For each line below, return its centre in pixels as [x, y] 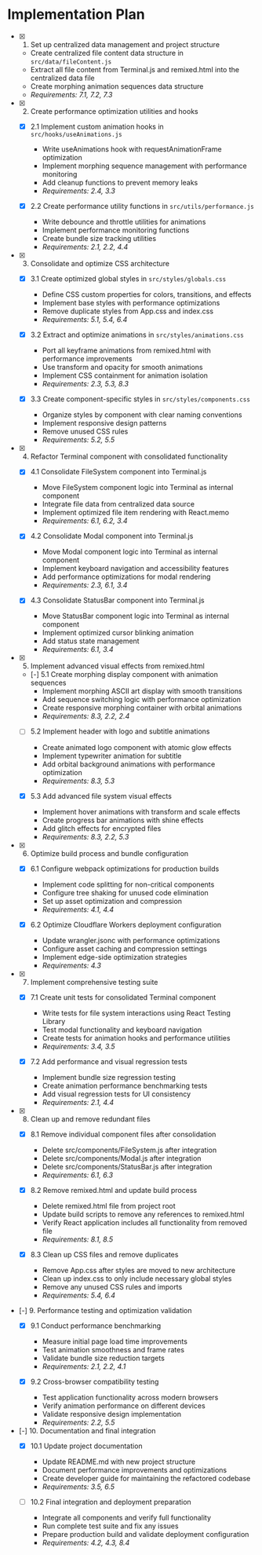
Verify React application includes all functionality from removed [145, 1222]
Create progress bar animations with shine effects [123, 820]
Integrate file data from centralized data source [118, 504]
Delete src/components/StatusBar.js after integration [127, 1166]
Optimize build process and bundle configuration [109, 853]
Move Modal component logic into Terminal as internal [130, 552]
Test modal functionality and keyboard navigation [122, 1030]
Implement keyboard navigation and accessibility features [135, 569]
